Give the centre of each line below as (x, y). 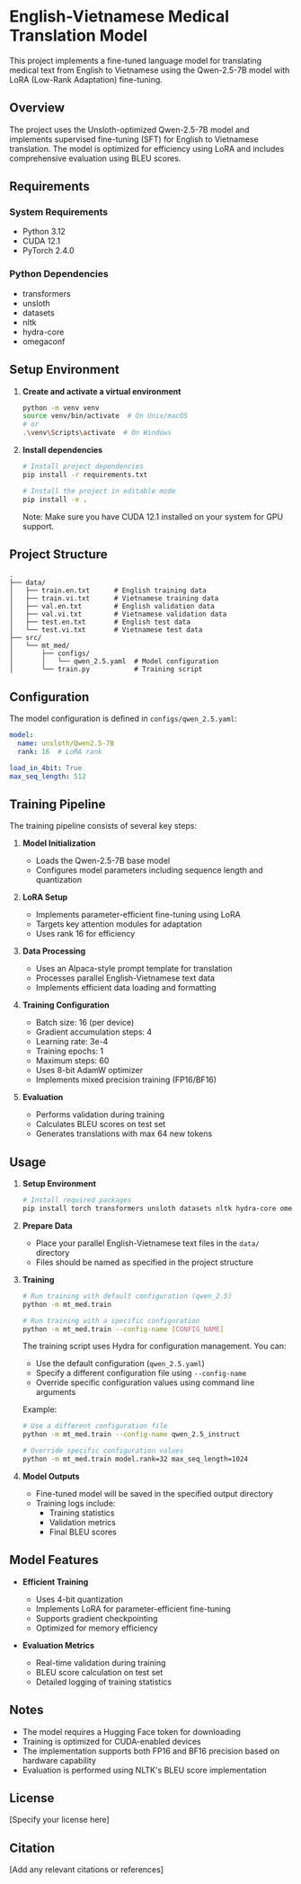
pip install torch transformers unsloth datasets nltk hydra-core (149, 1209)
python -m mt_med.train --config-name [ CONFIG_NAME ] (123, 1329)
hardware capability (59, 1760)
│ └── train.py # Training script (106, 670)
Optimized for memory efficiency (97, 1628)
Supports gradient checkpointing (97, 1618)
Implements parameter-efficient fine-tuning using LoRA (138, 915)
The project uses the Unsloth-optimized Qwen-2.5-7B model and (129, 129)
